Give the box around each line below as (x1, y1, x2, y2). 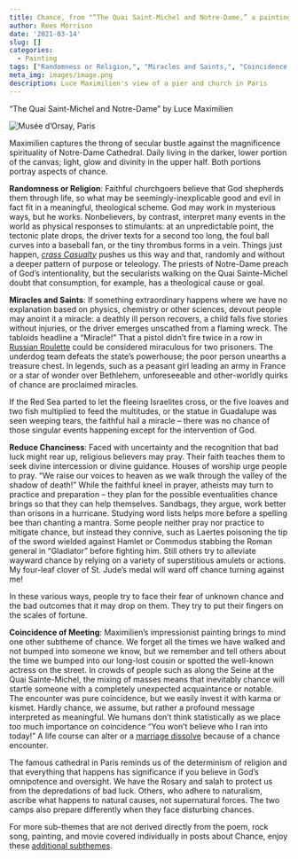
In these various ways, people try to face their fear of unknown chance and (9, 590, 284, 601)
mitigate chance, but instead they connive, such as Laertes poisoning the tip (9, 527, 288, 537)
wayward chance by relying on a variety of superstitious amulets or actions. (9, 555, 286, 566)
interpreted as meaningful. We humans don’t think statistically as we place (9, 711, 281, 722)
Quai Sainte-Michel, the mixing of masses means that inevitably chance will (9, 674, 286, 684)
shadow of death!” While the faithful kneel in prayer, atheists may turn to (9, 480, 274, 490)
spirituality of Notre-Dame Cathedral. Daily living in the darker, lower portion (9, 147, 287, 158)
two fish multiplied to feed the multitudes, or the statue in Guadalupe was (9, 405, 278, 417)
